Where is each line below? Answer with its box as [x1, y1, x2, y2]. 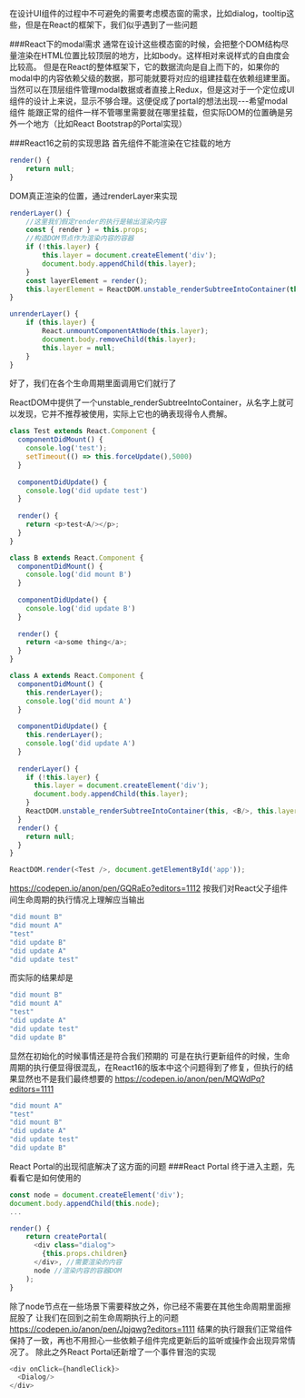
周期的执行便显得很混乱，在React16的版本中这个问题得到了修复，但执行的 [9, 1061, 286, 1072]
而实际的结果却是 [9, 972, 74, 983]
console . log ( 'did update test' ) [25, 486, 148, 495]
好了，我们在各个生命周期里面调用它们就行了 [9, 378, 177, 389]
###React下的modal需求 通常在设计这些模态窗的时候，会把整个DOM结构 [9, 39, 281, 49]
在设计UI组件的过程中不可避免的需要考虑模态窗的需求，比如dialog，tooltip [9, 8, 287, 18]
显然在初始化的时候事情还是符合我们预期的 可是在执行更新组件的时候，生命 [9, 1050, 290, 1061]
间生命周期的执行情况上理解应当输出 [9, 895, 145, 906]
